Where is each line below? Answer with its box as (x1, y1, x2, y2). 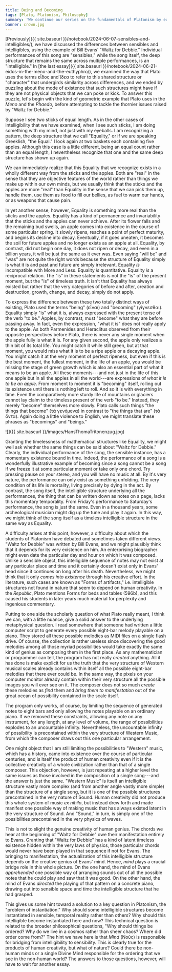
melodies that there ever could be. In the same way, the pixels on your (5, 671, 154, 677)
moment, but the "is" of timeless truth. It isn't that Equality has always (5, 278, 153, 285)
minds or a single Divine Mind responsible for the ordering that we (20, 950, 160, 957)
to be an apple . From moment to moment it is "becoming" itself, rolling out (5, 380, 162, 387)
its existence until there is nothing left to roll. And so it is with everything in (5, 386, 162, 392)
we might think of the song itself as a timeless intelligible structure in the (5, 515, 158, 521)
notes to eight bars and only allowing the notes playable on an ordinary (5, 708, 155, 714)
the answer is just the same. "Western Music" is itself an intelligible (5, 778, 147, 784)
